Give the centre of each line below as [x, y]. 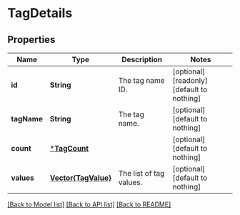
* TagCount [69, 148]
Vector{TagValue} [81, 178]
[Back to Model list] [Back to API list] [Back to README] [89, 204]
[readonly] [190, 80]
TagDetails [40, 13]
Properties [31, 40]
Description [142, 60]
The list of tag [141, 173]
